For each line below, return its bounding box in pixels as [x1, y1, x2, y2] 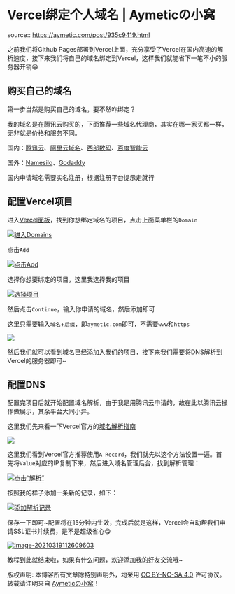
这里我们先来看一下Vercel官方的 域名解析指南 [7, 422, 136, 431]
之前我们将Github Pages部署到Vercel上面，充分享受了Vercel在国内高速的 [7, 45, 218, 53]
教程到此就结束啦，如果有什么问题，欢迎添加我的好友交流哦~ [7, 556, 183, 564]
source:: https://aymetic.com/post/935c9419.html [7, 30, 150, 39]
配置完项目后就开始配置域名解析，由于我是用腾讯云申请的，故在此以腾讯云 [7, 399, 222, 407]
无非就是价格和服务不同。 [7, 128, 81, 137]
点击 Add [7, 245, 29, 253]
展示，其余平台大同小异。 [19, 407, 93, 416]
